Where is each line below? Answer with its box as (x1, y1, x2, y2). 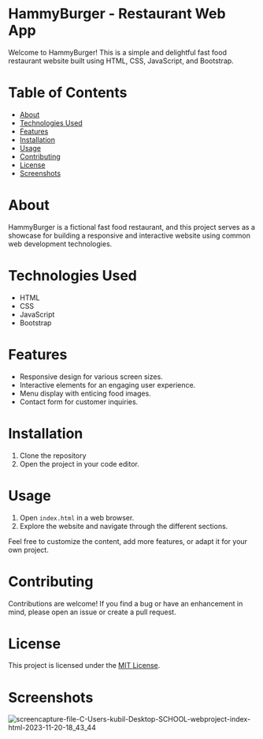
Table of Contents (8, 84, 128, 102)
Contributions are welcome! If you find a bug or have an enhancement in (8, 598, 243, 608)
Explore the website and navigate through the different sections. (19, 521, 228, 531)
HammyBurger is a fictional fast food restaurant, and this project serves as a (8, 222, 256, 231)
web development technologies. (8, 238, 113, 249)
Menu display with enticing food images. (19, 388, 151, 398)
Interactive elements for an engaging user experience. (19, 380, 196, 389)
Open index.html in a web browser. (19, 512, 135, 522)
